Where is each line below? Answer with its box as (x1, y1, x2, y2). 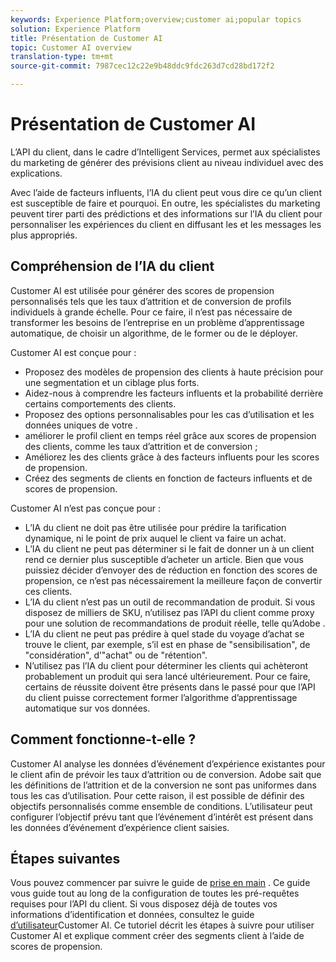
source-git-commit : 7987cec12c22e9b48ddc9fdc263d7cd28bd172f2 (10, 61, 275, 71)
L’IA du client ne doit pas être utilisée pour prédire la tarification (24, 521, 287, 533)
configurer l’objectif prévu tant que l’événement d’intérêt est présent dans (10, 811, 314, 823)
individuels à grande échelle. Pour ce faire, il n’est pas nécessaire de (10, 306, 293, 318)
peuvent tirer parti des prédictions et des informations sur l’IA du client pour (10, 207, 323, 220)
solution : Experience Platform (10, 24, 141, 34)
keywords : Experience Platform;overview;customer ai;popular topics (10, 14, 302, 25)
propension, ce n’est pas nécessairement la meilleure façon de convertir (24, 574, 323, 586)
